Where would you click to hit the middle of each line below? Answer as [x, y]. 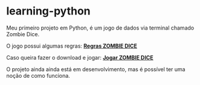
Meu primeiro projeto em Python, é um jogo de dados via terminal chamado [100, 28]
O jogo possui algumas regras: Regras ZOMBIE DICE [72, 46]
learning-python [48, 11]
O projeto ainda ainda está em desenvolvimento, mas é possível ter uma [96, 69]
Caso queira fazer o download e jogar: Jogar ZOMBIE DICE [80, 57]
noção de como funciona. [38, 75]
